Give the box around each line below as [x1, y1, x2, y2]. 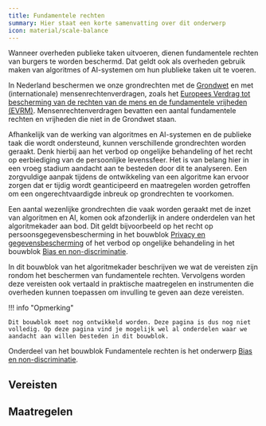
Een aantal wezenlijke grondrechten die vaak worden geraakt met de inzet [8, 205, 251, 214]
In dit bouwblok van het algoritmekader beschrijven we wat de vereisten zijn [8, 262, 259, 272]
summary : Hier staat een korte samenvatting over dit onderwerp [8, 19, 226, 27]
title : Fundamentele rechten [8, 11, 105, 20]
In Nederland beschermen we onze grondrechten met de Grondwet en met [8, 80, 253, 90]
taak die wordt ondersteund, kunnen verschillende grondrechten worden [8, 139, 247, 148]
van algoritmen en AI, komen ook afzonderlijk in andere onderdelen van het [8, 213, 256, 223]
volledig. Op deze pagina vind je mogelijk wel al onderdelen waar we [8, 326, 248, 334]
